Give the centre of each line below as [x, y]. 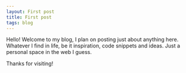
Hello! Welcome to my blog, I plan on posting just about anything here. [92, 40]
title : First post [29, 17]
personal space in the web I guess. [49, 52]
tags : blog [20, 23]
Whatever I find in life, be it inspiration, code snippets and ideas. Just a [93, 46]
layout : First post [30, 12]
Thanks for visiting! [30, 64]
